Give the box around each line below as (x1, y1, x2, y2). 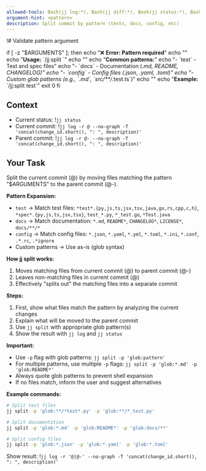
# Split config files (6, 436, 62, 442)
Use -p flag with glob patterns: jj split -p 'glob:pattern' (15, 354, 166, 361)
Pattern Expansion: (6, 193, 56, 199)
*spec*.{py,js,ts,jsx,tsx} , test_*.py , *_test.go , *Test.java (15, 211, 170, 218)
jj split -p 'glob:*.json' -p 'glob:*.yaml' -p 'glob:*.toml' (6, 442, 169, 448)
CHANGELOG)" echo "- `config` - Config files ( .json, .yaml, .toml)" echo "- (6, 69, 194, 77)
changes (15, 310, 38, 318)
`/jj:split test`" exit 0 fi (6, 82, 60, 90)
